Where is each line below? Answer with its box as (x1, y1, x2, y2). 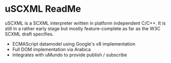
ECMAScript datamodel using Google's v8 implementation (12, 40, 136, 47)
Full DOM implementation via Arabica (12, 46, 91, 52)
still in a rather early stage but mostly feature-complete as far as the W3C (5, 25, 161, 31)
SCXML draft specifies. (5, 31, 54, 37)
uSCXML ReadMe (5, 3, 81, 15)
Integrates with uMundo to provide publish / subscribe (12, 52, 127, 58)
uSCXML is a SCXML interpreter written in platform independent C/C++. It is (5, 20, 166, 26)
